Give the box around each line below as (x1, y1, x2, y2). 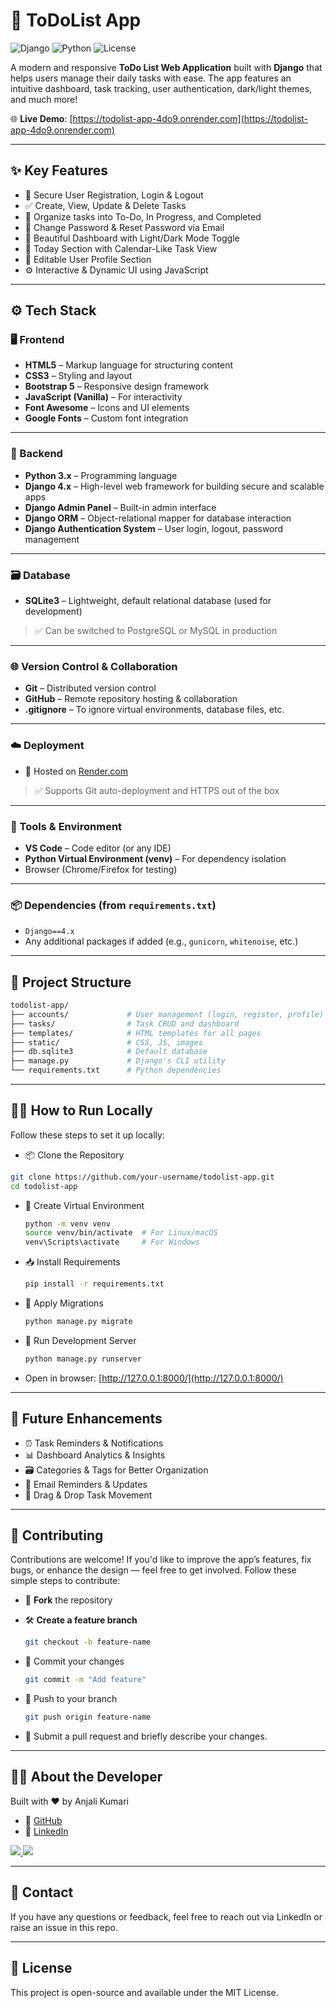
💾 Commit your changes (24, 1655, 125, 1668)
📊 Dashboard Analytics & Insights (24, 1449, 166, 1461)
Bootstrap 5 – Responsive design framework (24, 380, 210, 393)
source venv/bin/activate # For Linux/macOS (24, 1228, 218, 1238)
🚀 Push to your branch (24, 1693, 118, 1705)
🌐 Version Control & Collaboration (10, 659, 178, 673)
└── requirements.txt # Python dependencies (10, 1065, 222, 1076)
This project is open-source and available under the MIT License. (10, 1986, 279, 1998)
